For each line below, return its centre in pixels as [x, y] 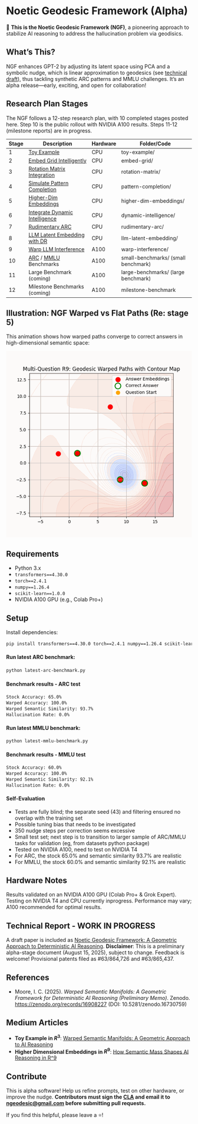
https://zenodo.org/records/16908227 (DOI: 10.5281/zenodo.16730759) [101, 1004]
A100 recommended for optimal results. [54, 907]
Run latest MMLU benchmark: [43, 727]
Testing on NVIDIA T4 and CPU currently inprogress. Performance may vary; [99, 901]
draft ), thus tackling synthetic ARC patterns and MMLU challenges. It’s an [95, 79]
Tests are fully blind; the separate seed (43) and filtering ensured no [98, 811]
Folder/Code [155, 144]
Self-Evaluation [26, 798]
